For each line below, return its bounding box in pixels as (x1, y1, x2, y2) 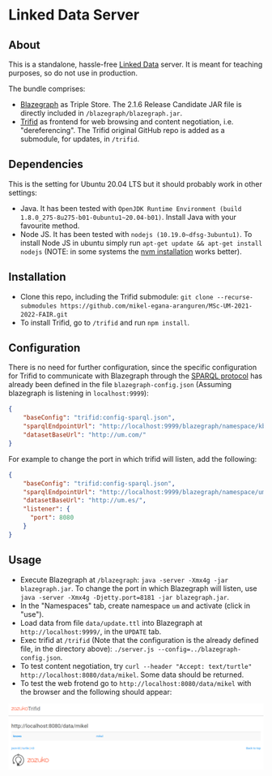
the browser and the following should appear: (19, 687, 172, 696)
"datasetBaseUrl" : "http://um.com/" (23, 431, 147, 439)
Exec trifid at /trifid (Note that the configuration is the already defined (19, 635, 259, 645)
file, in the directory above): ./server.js (19, 644, 155, 653)
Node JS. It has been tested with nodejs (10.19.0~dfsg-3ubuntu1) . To (19, 229, 253, 239)
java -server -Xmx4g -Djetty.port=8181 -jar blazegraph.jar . (19, 592, 229, 601)
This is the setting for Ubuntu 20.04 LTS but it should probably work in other (8, 179, 263, 188)
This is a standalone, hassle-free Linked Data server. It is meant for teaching (8, 59, 263, 69)
